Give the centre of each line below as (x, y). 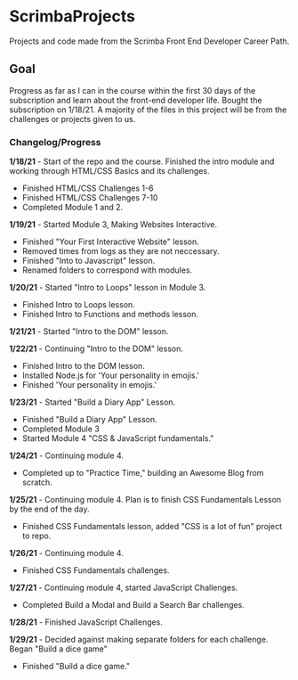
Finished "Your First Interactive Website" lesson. (111, 242)
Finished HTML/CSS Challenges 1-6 (88, 188)
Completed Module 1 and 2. (72, 208)
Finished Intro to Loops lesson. (78, 305)
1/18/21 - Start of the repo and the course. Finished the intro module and (142, 161)
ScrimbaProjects (72, 16)
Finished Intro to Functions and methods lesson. (110, 315)
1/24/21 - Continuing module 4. (67, 455)
